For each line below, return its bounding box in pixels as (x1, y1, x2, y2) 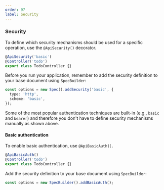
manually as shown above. (5, 120, 59, 126)
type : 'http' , (9, 92, 39, 97)
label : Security (5, 12, 39, 17)
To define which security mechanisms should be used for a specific (5, 39, 143, 45)
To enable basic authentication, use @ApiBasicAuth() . (5, 143, 114, 149)
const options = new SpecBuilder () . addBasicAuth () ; (5, 180, 114, 185)
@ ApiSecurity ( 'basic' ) (5, 54, 52, 59)
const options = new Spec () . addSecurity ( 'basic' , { (5, 87, 114, 92)
